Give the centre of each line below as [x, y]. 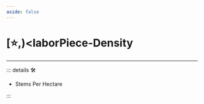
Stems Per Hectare [39, 84]
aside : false [23, 12]
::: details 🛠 [21, 70]
